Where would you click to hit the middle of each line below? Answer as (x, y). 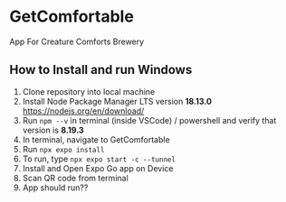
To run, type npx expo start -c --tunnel (99, 159)
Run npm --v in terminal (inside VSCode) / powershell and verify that (149, 120)
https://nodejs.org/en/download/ (83, 111)
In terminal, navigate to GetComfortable (96, 139)
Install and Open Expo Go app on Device (98, 168)
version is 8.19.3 (53, 130)
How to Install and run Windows (101, 70)
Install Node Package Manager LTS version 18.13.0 (117, 101)
